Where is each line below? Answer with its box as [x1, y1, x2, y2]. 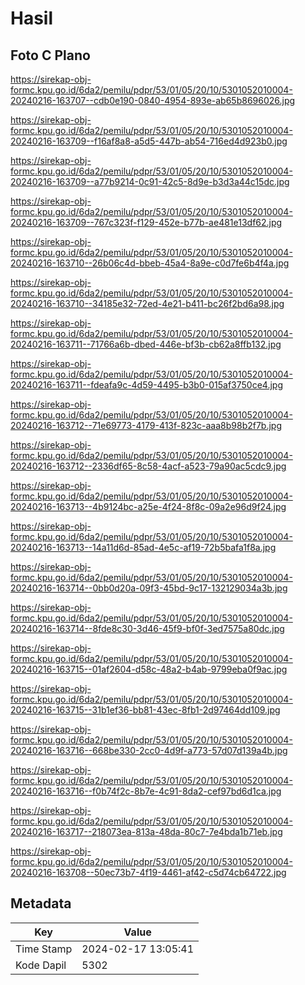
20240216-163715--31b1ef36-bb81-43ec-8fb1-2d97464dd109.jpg [10, 704, 281, 716]
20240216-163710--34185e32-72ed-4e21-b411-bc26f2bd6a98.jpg [10, 298, 285, 309]
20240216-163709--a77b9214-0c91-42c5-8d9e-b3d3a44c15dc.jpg [10, 176, 290, 187]
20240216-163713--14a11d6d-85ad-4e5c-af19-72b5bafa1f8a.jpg [10, 542, 277, 553]
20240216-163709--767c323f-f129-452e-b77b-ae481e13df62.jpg [10, 217, 283, 228]
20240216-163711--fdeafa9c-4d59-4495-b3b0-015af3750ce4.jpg [10, 379, 283, 391]
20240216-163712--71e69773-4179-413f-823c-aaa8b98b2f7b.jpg [10, 420, 283, 431]
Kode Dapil [15, 958, 67, 972]
